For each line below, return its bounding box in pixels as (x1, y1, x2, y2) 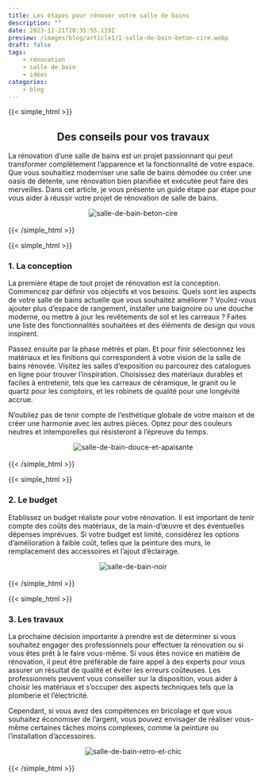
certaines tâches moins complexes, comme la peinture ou (30, 723, 220, 733)
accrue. (8, 395, 33, 404)
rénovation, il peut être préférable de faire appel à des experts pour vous (8, 657, 246, 667)
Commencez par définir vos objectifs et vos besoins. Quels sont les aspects (8, 287, 256, 297)
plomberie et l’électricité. (8, 691, 90, 700)
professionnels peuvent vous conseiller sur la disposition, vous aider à (8, 674, 238, 683)
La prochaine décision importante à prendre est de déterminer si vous (8, 632, 236, 641)
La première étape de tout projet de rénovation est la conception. (8, 278, 220, 288)
